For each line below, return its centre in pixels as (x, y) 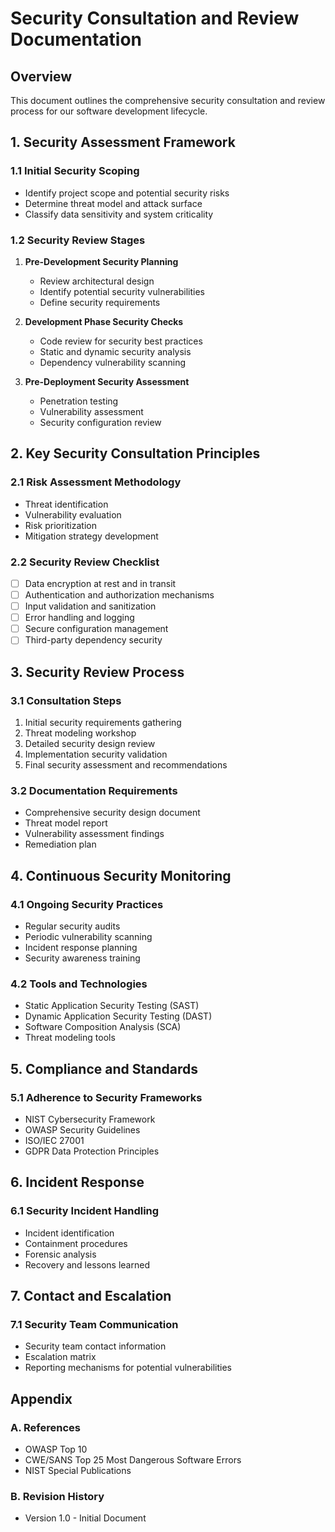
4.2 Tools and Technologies (79, 984)
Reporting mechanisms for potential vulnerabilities (128, 1368)
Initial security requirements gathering (103, 723)
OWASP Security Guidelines (82, 1130)
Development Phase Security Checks (104, 321)
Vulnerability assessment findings (94, 834)
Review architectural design (97, 281)
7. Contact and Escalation (91, 1296)
